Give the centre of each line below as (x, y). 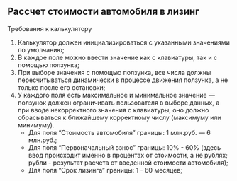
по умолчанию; (41, 49)
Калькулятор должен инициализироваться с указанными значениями (124, 42)
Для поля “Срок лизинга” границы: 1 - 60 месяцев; (105, 170)
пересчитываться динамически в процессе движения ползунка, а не (123, 80)
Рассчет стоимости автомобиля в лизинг (104, 12)
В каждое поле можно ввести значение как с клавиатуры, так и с (117, 57)
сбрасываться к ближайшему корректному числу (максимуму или (119, 117)
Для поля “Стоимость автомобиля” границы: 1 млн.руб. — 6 (119, 132)
